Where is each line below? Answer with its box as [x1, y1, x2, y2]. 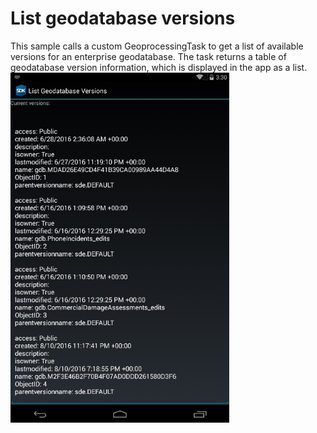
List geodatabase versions [10, 7, 236, 30]
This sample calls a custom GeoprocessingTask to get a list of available [10, 40, 304, 52]
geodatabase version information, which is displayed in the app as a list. [10, 61, 308, 73]
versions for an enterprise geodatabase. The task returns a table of [10, 50, 287, 62]
